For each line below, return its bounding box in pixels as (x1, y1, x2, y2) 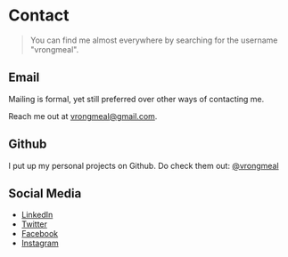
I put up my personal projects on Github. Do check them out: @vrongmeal (8, 160, 279, 171)
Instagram (21, 237, 59, 249)
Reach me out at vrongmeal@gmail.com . (8, 110, 158, 121)
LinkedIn (21, 210, 53, 221)
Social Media (8, 186, 82, 201)
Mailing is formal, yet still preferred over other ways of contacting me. (8, 93, 265, 104)
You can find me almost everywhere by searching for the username (29, 35, 278, 45)
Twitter (21, 219, 48, 229)
